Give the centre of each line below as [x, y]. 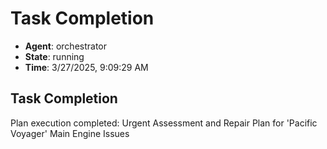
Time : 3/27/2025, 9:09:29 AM [86, 67]
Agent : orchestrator [66, 46]
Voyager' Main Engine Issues [70, 133]
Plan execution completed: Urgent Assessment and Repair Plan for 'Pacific [164, 123]
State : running [54, 56]
